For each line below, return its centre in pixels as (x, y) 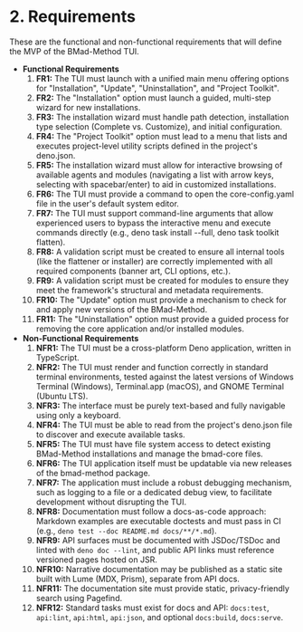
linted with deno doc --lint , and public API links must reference (155, 550)
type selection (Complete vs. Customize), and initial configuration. (159, 126)
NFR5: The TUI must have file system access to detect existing (153, 444)
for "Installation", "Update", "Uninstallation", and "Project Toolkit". (157, 88)
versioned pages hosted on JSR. (97, 560)
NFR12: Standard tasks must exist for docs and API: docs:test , (152, 608)
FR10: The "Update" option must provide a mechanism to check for (161, 300)
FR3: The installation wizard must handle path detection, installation (162, 117)
